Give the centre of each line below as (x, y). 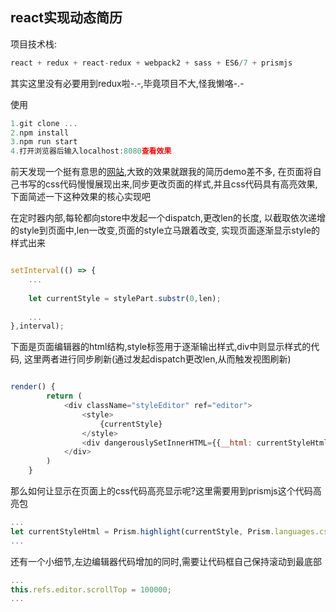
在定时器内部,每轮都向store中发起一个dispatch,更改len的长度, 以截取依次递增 (168, 218)
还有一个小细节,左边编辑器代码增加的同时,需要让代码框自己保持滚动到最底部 (166, 561)
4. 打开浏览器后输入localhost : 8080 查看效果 (91, 151)
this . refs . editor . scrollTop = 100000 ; (91, 589)
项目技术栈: (34, 44)
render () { (33, 387)
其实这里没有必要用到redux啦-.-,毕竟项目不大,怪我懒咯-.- (127, 83)
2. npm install (40, 133)
